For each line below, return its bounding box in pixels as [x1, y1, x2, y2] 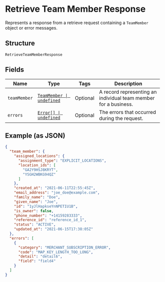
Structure [5, 39, 35, 48]
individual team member [99, 94, 155, 101]
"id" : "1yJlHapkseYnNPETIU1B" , [14, 204, 78, 209]
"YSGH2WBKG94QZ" [23, 172, 56, 177]
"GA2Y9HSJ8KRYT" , [23, 167, 58, 172]
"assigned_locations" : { [14, 154, 65, 159]
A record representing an [99, 88, 157, 95]
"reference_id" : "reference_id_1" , [14, 218, 87, 223]
